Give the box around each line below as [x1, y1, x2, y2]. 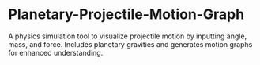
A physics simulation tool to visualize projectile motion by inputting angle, [8, 31, 247, 41]
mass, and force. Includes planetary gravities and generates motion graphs [8, 39, 253, 49]
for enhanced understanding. [8, 48, 104, 57]
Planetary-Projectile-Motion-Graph [8, 5, 245, 23]
